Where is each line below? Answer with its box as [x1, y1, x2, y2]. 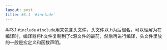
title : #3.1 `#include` [5, 12, 56, 17]
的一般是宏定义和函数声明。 [5, 39, 64, 45]
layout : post [5, 7, 33, 13]
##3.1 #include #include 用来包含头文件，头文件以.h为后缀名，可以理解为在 [5, 26, 162, 33]
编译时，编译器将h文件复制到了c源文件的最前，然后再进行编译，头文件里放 [5, 33, 162, 39]
